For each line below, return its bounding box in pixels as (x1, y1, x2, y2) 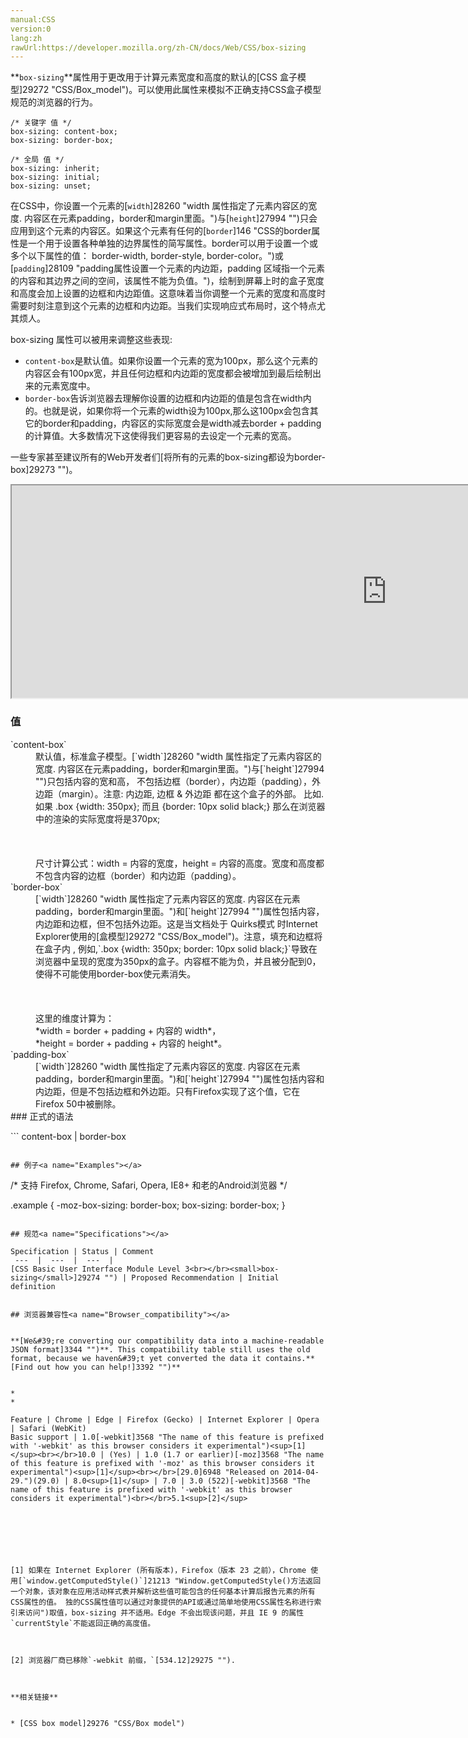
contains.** (265, 1353, 315, 1363)
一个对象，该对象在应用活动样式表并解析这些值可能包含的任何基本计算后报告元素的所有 (10, 1586, 316, 1596)
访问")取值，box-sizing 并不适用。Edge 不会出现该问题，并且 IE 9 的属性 (24, 1607, 305, 1618)
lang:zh (10, 33, 43, 43)
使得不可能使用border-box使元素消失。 (35, 967, 197, 980)
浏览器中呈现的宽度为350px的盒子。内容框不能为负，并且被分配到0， (35, 955, 322, 967)
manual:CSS (10, 14, 56, 25)
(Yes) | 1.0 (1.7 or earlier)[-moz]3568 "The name (108, 1449, 325, 1460)
